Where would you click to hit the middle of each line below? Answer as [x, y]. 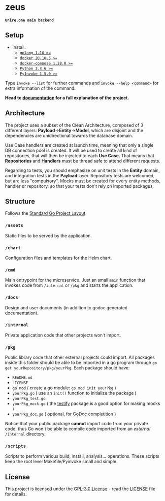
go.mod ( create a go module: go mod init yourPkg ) [64, 388]
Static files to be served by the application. [49, 235]
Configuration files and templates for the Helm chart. [59, 258]
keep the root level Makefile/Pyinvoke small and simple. [61, 462]
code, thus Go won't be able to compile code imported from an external [78, 429]
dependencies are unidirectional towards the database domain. [69, 135]
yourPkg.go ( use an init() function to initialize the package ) [74, 393]
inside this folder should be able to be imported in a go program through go [81, 363]
